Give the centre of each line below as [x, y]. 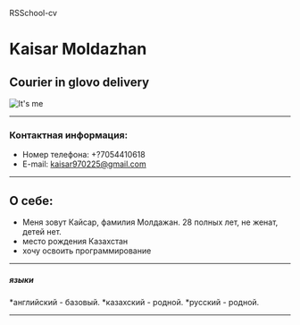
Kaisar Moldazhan [78, 49]
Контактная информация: [68, 135]
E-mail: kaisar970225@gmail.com [84, 164]
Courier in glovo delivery [79, 82]
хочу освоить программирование [87, 251]
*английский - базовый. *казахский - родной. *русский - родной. [134, 303]
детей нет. [42, 232]
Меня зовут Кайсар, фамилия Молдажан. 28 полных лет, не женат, [150, 222]
